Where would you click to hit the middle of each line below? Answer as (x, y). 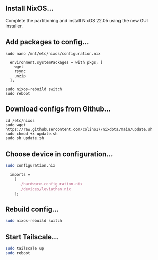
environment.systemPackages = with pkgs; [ (56, 62)
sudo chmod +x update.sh (31, 134)
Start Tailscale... (32, 237)
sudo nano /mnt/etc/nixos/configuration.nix (53, 53)
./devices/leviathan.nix (45, 189)
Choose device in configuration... (59, 154)
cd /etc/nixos (20, 121)
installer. (14, 26)
